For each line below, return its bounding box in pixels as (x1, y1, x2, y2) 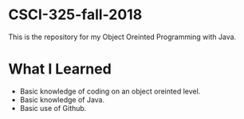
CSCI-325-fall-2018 (8, 6, 143, 24)
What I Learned (8, 60, 112, 78)
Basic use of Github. (19, 103, 87, 113)
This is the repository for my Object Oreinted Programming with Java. (8, 32, 237, 42)
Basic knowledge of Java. (19, 94, 105, 105)
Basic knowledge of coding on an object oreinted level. (19, 86, 201, 96)
